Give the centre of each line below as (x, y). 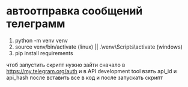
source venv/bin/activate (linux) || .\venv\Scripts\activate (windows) (99, 47)
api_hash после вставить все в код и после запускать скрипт (85, 77)
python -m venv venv (41, 40)
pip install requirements (44, 53)
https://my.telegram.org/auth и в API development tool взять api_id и (92, 71)
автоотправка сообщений (74, 11)
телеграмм (36, 24)
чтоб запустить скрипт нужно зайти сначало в (66, 65)
